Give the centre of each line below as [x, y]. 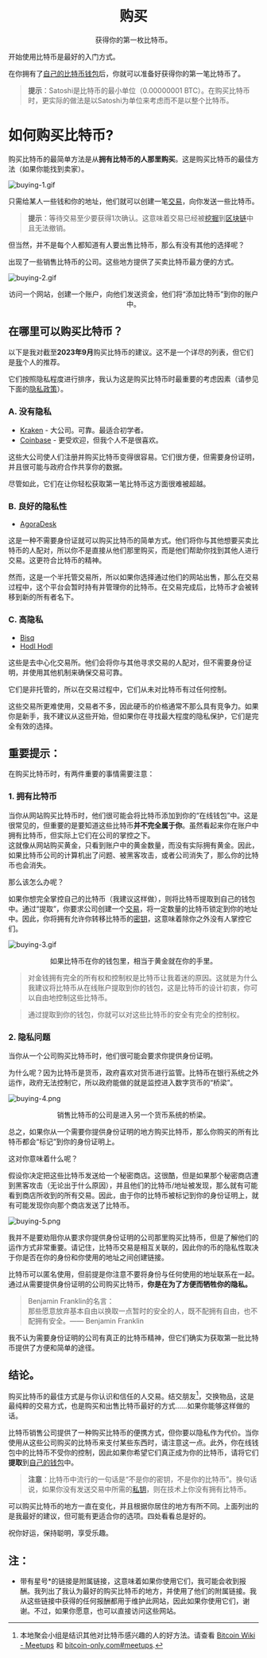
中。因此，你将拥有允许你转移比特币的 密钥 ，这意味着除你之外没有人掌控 [126, 918]
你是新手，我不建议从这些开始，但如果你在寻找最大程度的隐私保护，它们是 [130, 716]
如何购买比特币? [61, 135]
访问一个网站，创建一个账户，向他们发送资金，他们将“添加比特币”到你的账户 [133, 294]
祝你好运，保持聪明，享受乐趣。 [60, 1533]
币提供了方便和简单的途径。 [54, 1347]
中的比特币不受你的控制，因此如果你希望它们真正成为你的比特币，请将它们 [137, 1453]
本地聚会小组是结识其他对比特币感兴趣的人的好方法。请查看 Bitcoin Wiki [137, 1635]
